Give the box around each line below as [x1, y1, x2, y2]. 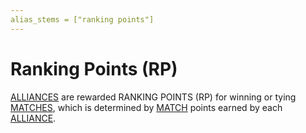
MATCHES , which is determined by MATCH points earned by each [10, 101, 283, 113]
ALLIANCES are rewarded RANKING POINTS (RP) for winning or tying [10, 91, 297, 103]
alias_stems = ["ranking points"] [10, 14, 155, 25]
